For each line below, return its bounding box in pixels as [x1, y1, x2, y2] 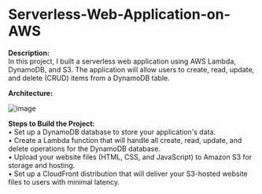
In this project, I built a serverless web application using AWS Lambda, [8, 57, 236, 66]
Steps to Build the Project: [8, 119, 95, 128]
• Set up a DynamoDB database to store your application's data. [8, 127, 216, 137]
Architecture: [8, 88, 54, 97]
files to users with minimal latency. [8, 177, 120, 186]
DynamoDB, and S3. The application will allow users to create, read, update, [8, 64, 255, 74]
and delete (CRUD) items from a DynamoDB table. [8, 73, 171, 82]
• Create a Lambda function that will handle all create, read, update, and [8, 135, 242, 145]
